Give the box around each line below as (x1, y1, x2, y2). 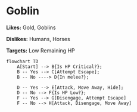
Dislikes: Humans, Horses (6, 35, 70, 42)
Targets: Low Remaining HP (6, 46, 76, 54)
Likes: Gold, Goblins (6, 24, 56, 31)
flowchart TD (6, 58, 39, 64)
